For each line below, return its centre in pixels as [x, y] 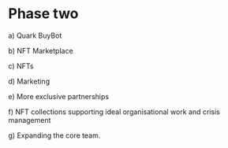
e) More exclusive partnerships [58, 96]
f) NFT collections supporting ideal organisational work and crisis [114, 112]
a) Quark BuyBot [35, 35]
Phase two [43, 14]
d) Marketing [29, 81]
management [30, 120]
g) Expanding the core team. [54, 135]
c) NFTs [21, 66]
